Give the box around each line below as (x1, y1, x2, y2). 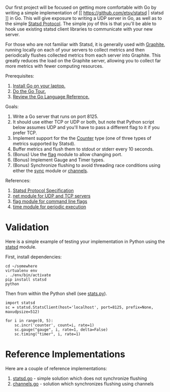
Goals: (5, 104, 19, 109)
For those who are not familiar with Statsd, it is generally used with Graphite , (5, 41, 165, 47)
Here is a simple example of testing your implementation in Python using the (5, 238, 165, 244)
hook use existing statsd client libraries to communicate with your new (5, 26, 153, 32)
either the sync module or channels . (12, 168, 89, 174)
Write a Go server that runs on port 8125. (12, 113, 98, 119)
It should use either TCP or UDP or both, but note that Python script (12, 119, 154, 125)
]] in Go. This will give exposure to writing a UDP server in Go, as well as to (5, 15, 162, 21)
